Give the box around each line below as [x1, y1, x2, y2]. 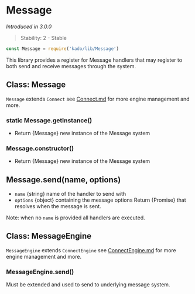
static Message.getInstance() [6, 116, 93, 124]
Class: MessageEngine [6, 231, 92, 241]
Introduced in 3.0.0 [6, 23, 52, 30]
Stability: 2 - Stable [20, 34, 67, 41]
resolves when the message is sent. [14, 203, 101, 210]
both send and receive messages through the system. [6, 62, 136, 69]
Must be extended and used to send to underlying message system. [6, 281, 170, 288]
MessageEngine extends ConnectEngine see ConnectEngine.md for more [6, 246, 177, 253]
